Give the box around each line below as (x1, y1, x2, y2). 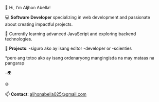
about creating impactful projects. (5, 21, 73, 27)
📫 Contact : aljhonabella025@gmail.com (5, 91, 87, 97)
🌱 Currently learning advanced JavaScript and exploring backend (5, 31, 136, 37)
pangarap (5, 60, 24, 66)
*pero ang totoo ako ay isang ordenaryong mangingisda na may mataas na (5, 55, 155, 61)
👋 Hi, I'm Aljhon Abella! (5, 5, 51, 10)
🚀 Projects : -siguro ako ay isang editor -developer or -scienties (5, 45, 132, 51)
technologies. (5, 36, 33, 41)
